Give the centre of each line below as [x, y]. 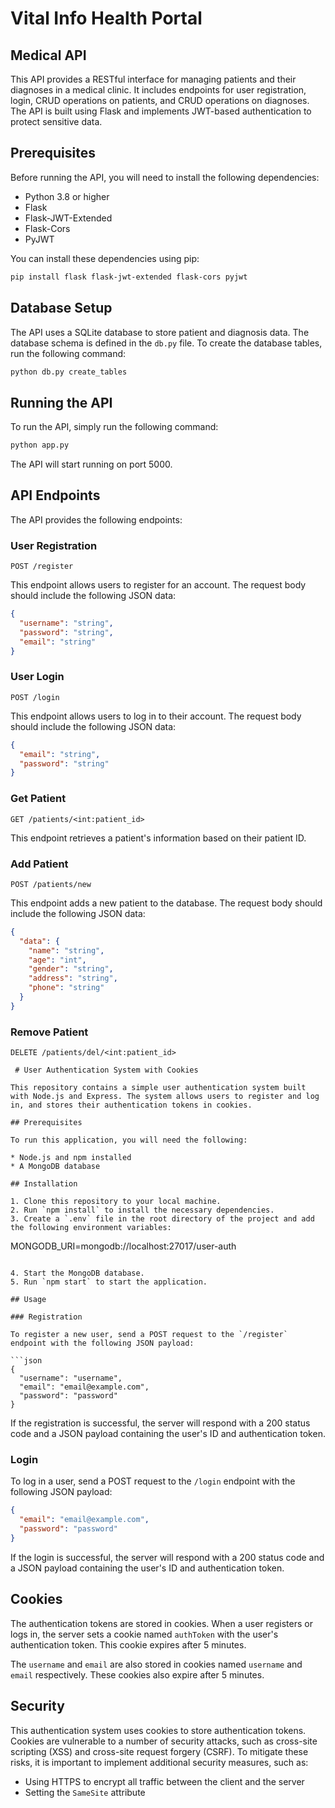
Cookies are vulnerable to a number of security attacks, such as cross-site [164, 1741]
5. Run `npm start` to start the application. [109, 1282]
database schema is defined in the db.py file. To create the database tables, [166, 343]
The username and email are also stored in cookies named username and [156, 1664]
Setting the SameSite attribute [85, 1792]
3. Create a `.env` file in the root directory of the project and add [162, 1219]
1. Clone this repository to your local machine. [116, 1202]
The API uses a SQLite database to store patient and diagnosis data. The [160, 332]
